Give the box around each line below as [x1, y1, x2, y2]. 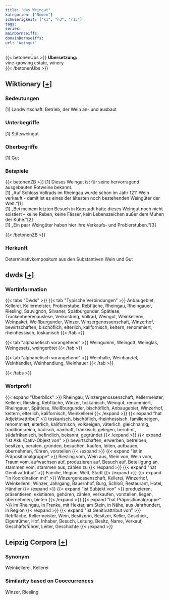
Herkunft [5, 244, 28, 251]
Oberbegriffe [5, 143, 38, 150]
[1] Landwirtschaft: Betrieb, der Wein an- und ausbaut [5, 106, 117, 113]
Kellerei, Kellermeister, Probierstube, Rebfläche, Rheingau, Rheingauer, [5, 303, 152, 309]
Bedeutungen [5, 95, 39, 102]
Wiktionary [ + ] [5, 80, 52, 89]
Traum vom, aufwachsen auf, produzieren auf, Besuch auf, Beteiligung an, [5, 459, 159, 465]
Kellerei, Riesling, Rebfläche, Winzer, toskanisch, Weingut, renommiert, [5, 399, 152, 405]
